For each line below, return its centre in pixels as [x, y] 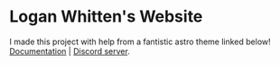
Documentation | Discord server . [70, 51]
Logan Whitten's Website [106, 17]
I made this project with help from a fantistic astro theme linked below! [140, 42]
